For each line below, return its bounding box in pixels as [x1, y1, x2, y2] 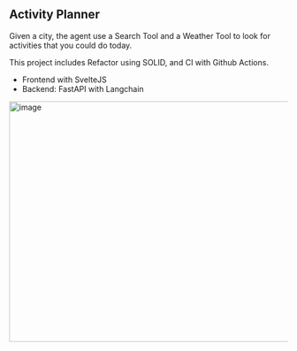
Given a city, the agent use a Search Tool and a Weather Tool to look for [9, 30, 271, 41]
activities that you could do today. [9, 40, 133, 50]
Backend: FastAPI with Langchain [21, 83, 144, 94]
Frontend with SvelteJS [21, 74, 108, 85]
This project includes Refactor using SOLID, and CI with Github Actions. [9, 57, 270, 67]
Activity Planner [9, 7, 100, 22]
